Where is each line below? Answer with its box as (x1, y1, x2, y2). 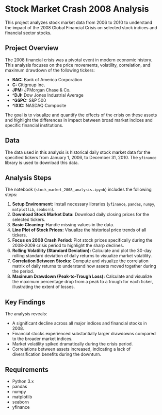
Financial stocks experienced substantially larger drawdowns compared (12, 331, 156, 337)
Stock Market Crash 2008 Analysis (5, 3, 149, 15)
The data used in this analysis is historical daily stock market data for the (5, 149, 150, 155)
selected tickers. (12, 217, 46, 222)
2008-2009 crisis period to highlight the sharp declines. (12, 242, 125, 249)
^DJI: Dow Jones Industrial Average (12, 92, 84, 98)
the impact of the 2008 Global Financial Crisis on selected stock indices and (5, 24, 158, 30)
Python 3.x (12, 379, 34, 384)
